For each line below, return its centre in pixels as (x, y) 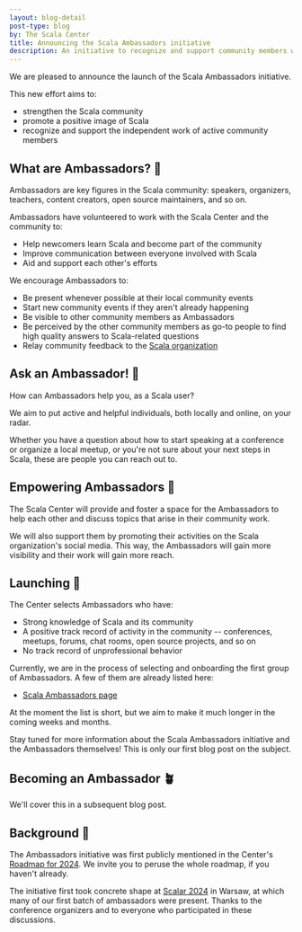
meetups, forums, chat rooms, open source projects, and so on (139, 641)
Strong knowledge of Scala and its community (108, 622)
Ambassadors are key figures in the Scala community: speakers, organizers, (151, 190)
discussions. (32, 919)
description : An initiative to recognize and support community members (148, 51)
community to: (36, 226)
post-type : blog (40, 26)
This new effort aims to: (53, 94)
